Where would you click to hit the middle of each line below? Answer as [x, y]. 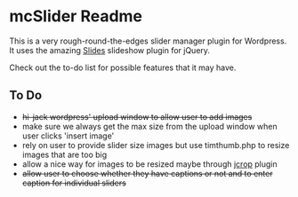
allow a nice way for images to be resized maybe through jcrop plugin [149, 164]
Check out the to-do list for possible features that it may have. [123, 67]
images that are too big [64, 154]
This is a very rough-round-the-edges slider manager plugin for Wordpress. [148, 41]
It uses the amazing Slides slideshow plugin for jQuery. [110, 50]
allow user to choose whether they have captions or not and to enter [147, 173]
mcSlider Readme [76, 16]
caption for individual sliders [74, 183]
